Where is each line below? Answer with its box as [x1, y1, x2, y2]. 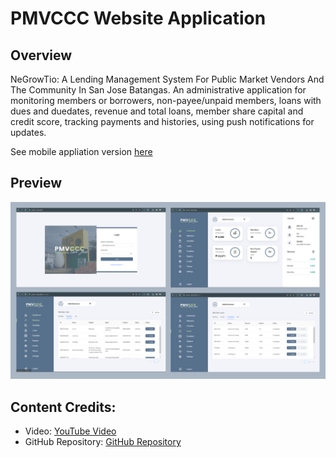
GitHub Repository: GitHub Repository [24, 436, 182, 448]
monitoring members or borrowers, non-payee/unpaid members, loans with [10, 95, 322, 106]
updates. [10, 127, 47, 138]
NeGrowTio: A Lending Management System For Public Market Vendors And [10, 73, 325, 85]
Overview [10, 47, 73, 64]
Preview [10, 175, 63, 192]
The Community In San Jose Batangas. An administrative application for [10, 84, 307, 96]
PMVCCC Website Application [10, 7, 267, 30]
